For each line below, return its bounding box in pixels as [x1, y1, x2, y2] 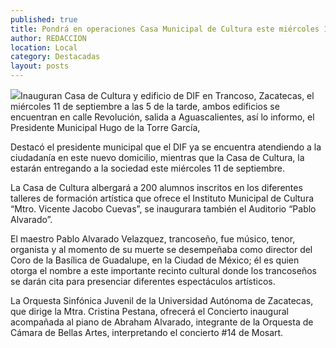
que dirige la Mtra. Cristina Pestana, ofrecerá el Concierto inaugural [10, 306, 289, 317]
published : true [10, 14, 78, 25]
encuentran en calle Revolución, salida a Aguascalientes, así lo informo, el [10, 111, 315, 123]
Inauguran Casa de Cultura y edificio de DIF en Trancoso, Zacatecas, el [20, 90, 315, 101]
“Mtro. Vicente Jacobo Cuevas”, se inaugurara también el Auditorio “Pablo [10, 203, 317, 215]
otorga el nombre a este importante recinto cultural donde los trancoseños [10, 265, 317, 276]
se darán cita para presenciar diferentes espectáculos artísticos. [10, 276, 276, 287]
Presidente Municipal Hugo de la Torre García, [10, 122, 201, 133]
